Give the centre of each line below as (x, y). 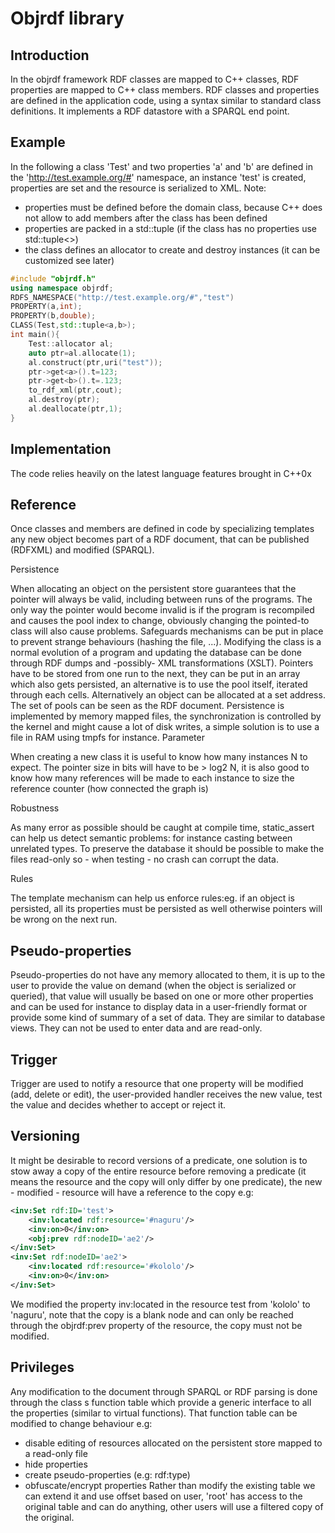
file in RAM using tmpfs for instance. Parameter (107, 738)
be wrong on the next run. (64, 919)
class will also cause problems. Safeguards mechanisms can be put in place (167, 631)
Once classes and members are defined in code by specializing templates (162, 529)
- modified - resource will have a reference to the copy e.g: (132, 1192)
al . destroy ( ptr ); (64, 400)
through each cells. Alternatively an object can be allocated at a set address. (168, 695)
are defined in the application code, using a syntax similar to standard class (166, 100)
